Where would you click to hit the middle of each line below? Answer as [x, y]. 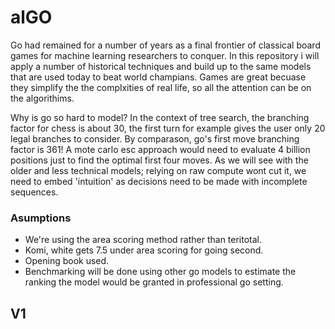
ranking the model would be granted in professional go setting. [154, 282]
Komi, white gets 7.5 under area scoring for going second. [144, 250]
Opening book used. [67, 261]
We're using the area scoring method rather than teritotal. [143, 240]
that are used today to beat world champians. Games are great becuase [158, 77]
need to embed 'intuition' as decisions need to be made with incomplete [159, 181]
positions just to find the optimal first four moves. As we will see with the [159, 160]
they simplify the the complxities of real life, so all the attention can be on [161, 87]
